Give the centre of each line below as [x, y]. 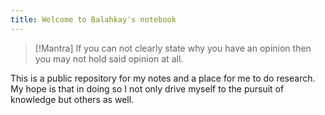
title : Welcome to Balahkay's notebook [93, 19]
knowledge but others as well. [72, 99]
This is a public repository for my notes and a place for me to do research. [163, 78]
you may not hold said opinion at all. [109, 58]
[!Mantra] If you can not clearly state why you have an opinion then [173, 48]
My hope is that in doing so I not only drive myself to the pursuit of [147, 88]
